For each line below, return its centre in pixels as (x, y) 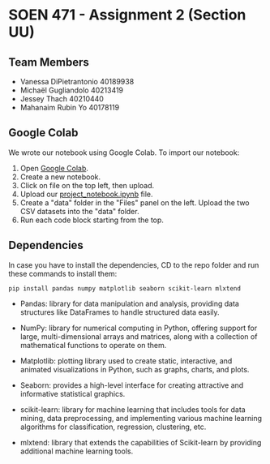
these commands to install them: (63, 273)
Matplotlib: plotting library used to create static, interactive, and (126, 361)
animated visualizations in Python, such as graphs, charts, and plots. (135, 369)
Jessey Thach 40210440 (62, 99)
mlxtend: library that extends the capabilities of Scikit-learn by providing (141, 442)
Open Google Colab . (54, 168)
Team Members (49, 62)
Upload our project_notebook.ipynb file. (86, 194)
